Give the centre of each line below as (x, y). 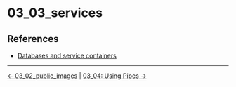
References (33, 39)
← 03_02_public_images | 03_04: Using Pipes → (77, 76)
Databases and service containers (67, 55)
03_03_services (55, 13)
